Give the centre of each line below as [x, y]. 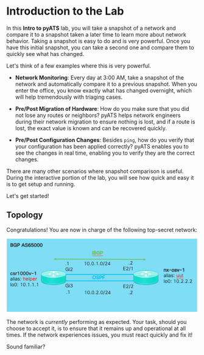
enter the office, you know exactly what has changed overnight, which [103, 90]
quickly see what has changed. [45, 54]
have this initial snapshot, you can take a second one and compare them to [100, 47]
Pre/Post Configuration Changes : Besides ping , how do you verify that [105, 140]
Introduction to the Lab [65, 11]
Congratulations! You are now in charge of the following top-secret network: [102, 230]
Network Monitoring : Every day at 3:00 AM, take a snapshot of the [100, 77]
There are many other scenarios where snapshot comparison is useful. [95, 171]
